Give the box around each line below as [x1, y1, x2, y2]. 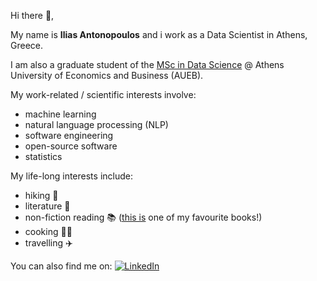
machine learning [24, 108, 97, 120]
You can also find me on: [10, 260, 113, 272]
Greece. [10, 40, 44, 51]
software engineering [24, 130, 114, 141]
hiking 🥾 [24, 190, 59, 201]
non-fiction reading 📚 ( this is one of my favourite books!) [24, 211, 263, 223]
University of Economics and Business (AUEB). [10, 70, 204, 81]
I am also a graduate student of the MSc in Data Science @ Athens [10, 59, 285, 70]
